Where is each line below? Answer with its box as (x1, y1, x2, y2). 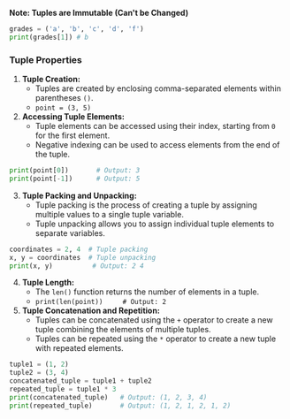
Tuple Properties (9, 53, 82, 65)
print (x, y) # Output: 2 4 (9, 261, 144, 270)
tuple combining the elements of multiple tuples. (34, 324, 211, 335)
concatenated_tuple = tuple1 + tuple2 (9, 377, 152, 385)
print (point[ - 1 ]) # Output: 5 (9, 174, 141, 183)
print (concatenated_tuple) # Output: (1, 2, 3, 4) (9, 392, 208, 401)
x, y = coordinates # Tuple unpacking (9, 253, 156, 262)
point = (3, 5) (34, 103, 91, 113)
